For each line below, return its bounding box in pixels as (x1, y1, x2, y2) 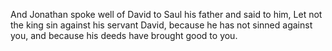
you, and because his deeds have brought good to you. (10, 30, 238, 41)
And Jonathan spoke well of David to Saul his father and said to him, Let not (10, 9, 323, 20)
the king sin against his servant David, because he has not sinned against (10, 19, 313, 31)
